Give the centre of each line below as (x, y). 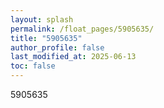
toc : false (33, 66)
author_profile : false (57, 47)
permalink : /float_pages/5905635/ (82, 29)
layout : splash (42, 19)
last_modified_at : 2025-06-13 (73, 57)
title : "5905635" (46, 38)
